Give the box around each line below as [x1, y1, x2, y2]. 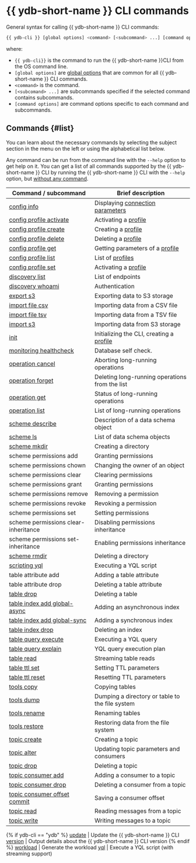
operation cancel [9, 360, 55, 368]
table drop [9, 589, 37, 598]
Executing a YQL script [94, 561, 157, 569]
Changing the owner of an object [94, 461, 185, 469]
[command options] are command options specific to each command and [14, 100, 189, 107]
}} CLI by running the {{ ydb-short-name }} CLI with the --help [35, 168, 185, 176]
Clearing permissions [94, 471, 153, 479]
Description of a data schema [94, 416, 176, 424]
